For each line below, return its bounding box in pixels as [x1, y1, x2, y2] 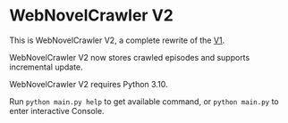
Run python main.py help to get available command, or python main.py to [9, 95, 279, 107]
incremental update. [9, 61, 83, 72]
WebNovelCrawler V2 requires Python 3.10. [9, 78, 168, 89]
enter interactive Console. [9, 105, 105, 116]
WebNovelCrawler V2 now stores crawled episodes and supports [9, 52, 250, 62]
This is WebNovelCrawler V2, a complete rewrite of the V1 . [9, 35, 225, 45]
